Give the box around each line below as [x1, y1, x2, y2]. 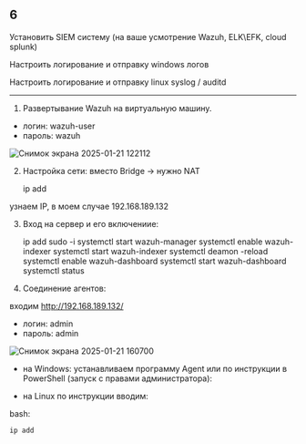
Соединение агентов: [22, 283, 107, 294]
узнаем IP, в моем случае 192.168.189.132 [9, 201, 168, 212]
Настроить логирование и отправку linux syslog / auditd [9, 77, 227, 88]
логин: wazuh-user [22, 120, 96, 131]
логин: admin [22, 318, 74, 329]
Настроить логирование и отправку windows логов [9, 58, 209, 69]
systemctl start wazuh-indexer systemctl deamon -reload [53, 245, 269, 256]
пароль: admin [22, 327, 79, 338]
